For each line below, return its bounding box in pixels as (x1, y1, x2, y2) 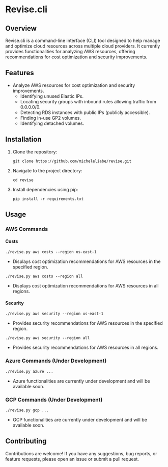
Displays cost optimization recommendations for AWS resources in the (12, 258, 161, 264)
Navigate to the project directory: (12, 167, 82, 173)
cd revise (12, 177, 34, 183)
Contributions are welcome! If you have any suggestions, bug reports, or (5, 450, 157, 456)
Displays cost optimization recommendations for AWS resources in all (12, 283, 159, 289)
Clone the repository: (12, 148, 58, 154)
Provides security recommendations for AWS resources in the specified (12, 320, 163, 326)
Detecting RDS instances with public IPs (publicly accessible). (20, 109, 150, 116)
